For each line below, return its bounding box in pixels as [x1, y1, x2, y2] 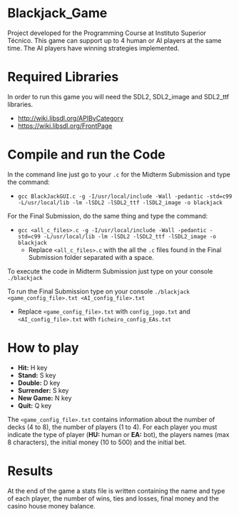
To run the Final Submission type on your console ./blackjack [7, 287, 190, 296]
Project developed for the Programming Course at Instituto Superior [7, 29, 207, 37]
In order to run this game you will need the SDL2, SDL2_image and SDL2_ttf [7, 92, 230, 101]
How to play [7, 340, 79, 356]
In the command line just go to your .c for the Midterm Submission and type [7, 170, 230, 179]
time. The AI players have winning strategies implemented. [7, 44, 180, 52]
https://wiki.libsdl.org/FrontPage [17, 121, 113, 130]
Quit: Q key [17, 401, 52, 410]
